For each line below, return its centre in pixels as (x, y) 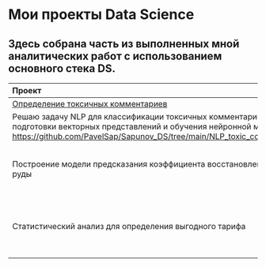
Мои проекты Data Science (101, 15)
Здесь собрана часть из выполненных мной (124, 44)
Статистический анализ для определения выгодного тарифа (129, 226)
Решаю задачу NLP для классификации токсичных (110, 117)
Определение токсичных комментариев (90, 104)
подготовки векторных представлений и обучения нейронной (132, 126)
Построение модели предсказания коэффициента (109, 164)
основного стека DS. (62, 68)
